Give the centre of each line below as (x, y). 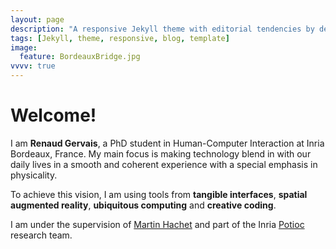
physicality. (34, 175)
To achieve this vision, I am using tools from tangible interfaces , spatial (159, 194)
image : (24, 47)
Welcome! (53, 115)
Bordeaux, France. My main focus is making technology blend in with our (161, 153)
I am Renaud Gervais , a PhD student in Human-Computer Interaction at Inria (167, 143)
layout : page (37, 19)
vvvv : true (33, 66)
